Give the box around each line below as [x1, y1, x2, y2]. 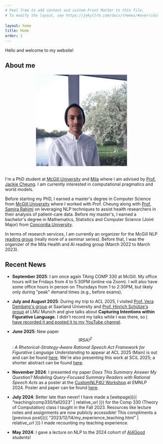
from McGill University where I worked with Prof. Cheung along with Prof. [5, 201, 151, 206]
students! [12, 435, 31, 441]
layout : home [5, 23, 32, 28]
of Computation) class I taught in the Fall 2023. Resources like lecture [12, 405, 151, 410]
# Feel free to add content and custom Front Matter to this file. [5, 8, 145, 13]
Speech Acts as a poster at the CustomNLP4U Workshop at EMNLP [12, 379, 147, 386]
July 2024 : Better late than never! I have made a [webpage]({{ [12, 394, 137, 400]
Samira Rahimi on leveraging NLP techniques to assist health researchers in [5, 206, 156, 212]
